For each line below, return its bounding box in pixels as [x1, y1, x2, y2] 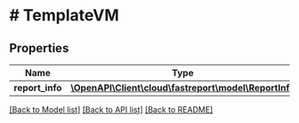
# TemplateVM [9, 5, 119, 26]
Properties [9, 41, 69, 56]
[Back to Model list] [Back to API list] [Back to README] [9, 104, 214, 115]
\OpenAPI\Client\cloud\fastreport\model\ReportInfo [70, 81, 295, 94]
